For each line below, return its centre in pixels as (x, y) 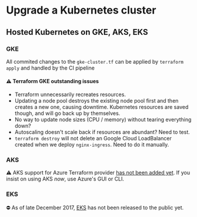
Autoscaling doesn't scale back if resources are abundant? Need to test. (102, 132)
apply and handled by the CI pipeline (51, 68)
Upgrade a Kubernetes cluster (81, 10)
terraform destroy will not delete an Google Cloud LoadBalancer (93, 139)
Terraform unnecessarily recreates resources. (70, 94)
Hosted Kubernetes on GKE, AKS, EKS (77, 32)
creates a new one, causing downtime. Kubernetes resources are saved (101, 107)
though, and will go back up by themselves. (67, 113)
